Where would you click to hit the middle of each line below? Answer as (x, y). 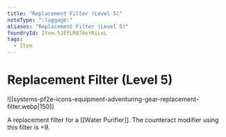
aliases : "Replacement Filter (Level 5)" (68, 26)
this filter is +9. (29, 127)
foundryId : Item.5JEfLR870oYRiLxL (57, 33)
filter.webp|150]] (31, 106)
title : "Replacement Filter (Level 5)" (65, 13)
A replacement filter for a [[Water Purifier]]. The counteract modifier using (113, 120)
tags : (15, 39)
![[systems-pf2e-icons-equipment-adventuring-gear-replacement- (103, 99)
